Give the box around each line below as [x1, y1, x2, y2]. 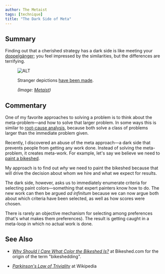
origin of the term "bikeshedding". [12, 253, 81, 259]
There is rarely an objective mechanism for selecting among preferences [5, 210, 153, 216]
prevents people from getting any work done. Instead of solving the [5, 145, 142, 151]
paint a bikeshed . [5, 156, 40, 161]
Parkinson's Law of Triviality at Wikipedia [12, 263, 97, 269]
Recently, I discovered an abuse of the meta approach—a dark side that [5, 140, 151, 146]
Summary [5, 35, 36, 43]
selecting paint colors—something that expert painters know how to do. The [5, 185, 160, 191]
